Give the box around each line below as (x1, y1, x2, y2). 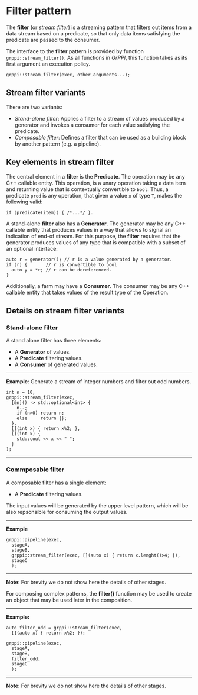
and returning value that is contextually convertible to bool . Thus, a (6, 185, 169, 193)
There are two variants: (6, 104, 63, 111)
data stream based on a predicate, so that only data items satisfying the (6, 30, 180, 37)
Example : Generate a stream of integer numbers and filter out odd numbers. (6, 378, 192, 385)
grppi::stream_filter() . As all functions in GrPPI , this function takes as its (6, 54, 187, 61)
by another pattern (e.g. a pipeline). (14, 140, 101, 147)
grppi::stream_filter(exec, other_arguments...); (6, 72, 131, 77)
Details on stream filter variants (6, 306, 125, 316)
